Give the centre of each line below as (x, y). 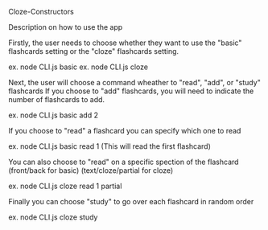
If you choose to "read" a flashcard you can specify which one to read (125, 131)
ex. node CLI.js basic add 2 (54, 115)
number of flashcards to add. (57, 99)
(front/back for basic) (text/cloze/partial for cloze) (91, 170)
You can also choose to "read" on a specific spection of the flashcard (124, 162)
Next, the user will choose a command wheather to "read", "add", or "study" (135, 82)
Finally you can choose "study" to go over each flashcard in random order (131, 201)
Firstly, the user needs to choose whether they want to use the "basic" (125, 43)
